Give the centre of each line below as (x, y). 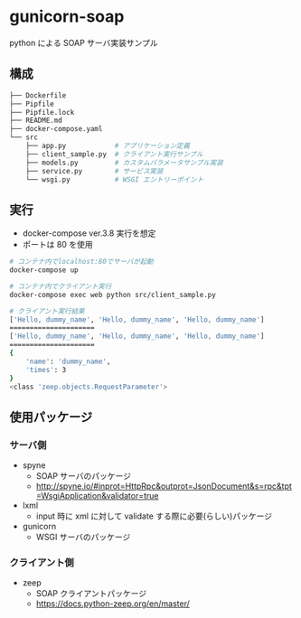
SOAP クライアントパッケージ (91, 594)
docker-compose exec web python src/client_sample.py (113, 295)
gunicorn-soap (67, 17)
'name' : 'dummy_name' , (68, 361)
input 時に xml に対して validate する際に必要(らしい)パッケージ (154, 516)
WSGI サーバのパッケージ (83, 537)
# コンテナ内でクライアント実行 (61, 286)
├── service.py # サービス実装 (94, 171)
